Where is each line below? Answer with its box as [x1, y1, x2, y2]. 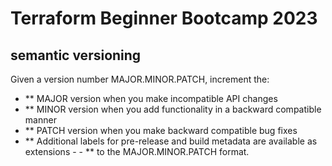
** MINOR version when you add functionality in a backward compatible [24, 103, 322, 115]
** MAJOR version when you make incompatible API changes [24, 93, 278, 104]
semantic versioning [10, 47, 142, 64]
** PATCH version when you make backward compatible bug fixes [24, 125, 298, 136]
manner [24, 114, 57, 126]
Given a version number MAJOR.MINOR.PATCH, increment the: [10, 73, 270, 85]
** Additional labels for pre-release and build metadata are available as [24, 135, 318, 147]
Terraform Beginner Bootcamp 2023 [10, 7, 318, 30]
